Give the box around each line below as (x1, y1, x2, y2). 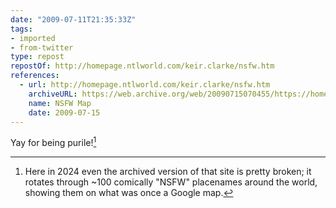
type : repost (10, 52, 65, 62)
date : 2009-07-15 (28, 107, 101, 118)
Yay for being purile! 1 (10, 135, 97, 149)
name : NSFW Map (28, 98, 92, 108)
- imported (10, 33, 56, 43)
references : (10, 71, 60, 81)
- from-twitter (10, 42, 74, 53)
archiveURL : (28, 89, 78, 99)
